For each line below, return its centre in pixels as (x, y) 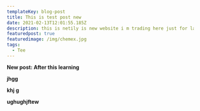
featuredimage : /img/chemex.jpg (47, 39)
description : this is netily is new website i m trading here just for (97, 28)
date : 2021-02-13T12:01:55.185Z (47, 23)
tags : (13, 45)
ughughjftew (23, 102)
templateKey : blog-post (36, 12)
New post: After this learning (43, 67)
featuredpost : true (31, 34)
